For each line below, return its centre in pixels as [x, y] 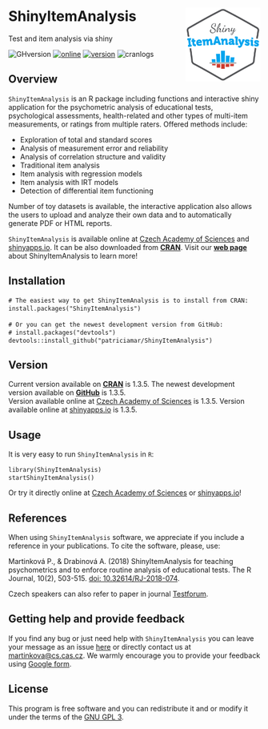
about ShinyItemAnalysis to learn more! [73, 256]
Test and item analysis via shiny [61, 38]
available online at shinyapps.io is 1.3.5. [73, 410]
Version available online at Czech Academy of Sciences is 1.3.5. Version [127, 401]
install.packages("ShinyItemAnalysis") [75, 308]
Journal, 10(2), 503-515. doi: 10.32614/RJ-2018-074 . [94, 578]
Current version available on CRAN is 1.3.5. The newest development [122, 385]
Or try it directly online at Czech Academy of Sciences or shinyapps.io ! [125, 493]
